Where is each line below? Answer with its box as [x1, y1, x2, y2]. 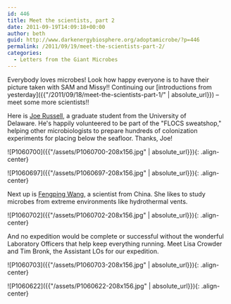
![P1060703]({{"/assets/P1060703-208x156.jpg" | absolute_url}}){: [7, 260, 199, 269]
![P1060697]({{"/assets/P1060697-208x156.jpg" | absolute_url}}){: [7, 168, 199, 177]
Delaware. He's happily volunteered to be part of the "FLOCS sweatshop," [7, 119, 222, 127]
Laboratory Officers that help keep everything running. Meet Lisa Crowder [7, 239, 223, 248]
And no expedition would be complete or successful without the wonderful [7, 232, 224, 240]
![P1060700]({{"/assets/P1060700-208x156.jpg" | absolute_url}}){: [7, 147, 199, 156]
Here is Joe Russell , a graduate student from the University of [7, 111, 187, 120]
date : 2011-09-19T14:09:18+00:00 [7, 23, 106, 30]
